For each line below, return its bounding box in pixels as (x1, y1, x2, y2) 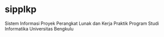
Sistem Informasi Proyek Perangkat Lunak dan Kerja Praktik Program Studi (5, 20, 159, 26)
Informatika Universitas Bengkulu (5, 25, 74, 31)
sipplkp (5, 4, 37, 15)
